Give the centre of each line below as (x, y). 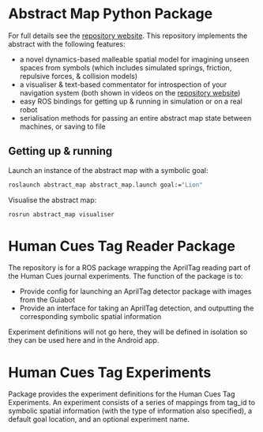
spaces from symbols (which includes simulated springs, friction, (126, 67)
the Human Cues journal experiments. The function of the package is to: (126, 276)
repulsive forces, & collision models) (79, 76)
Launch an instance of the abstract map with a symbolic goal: (108, 170)
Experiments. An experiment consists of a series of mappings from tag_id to (131, 403)
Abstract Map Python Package (111, 14)
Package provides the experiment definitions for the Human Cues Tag (122, 394)
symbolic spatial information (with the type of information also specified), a (130, 411)
